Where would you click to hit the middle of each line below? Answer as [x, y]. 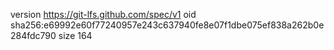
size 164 [75, 35]
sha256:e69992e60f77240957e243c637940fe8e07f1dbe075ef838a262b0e [167, 25]
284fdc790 [33, 35]
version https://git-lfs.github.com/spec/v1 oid [103, 14]
